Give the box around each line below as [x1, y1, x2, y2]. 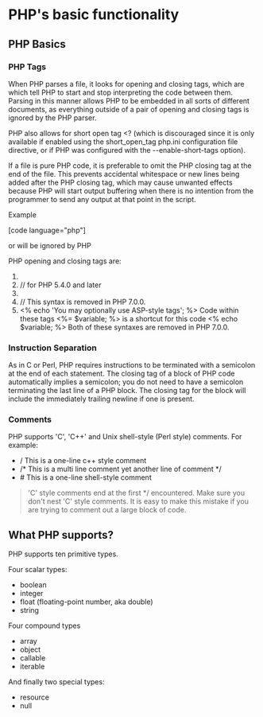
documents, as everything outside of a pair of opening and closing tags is [8, 104, 249, 114]
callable [19, 653, 46, 663]
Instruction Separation [8, 342, 97, 353]
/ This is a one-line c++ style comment [19, 456, 147, 466]
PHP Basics [8, 37, 66, 51]
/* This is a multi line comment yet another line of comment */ [19, 464, 222, 474]
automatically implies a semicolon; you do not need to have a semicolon [8, 377, 244, 387]
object [19, 645, 41, 654]
